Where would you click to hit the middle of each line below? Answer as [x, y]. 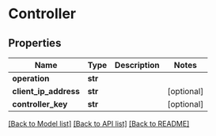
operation [31, 78]
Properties [35, 43]
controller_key [40, 104]
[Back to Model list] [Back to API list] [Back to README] [99, 124]
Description [137, 65]
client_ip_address [46, 91]
